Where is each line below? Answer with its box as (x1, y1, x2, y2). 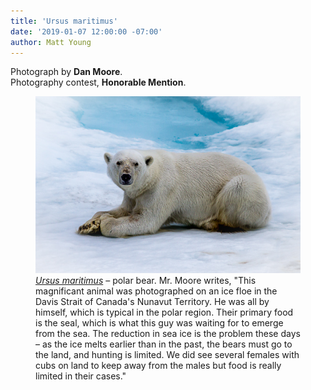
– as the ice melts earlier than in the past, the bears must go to (35, 338, 293, 350)
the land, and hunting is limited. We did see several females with (35, 349, 300, 361)
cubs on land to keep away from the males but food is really (35, 360, 282, 372)
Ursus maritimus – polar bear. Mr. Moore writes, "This (35, 275, 257, 287)
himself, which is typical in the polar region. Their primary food (35, 306, 294, 319)
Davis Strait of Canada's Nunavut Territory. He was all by (35, 296, 270, 308)
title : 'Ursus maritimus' (10, 16, 118, 26)
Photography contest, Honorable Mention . (10, 76, 187, 89)
